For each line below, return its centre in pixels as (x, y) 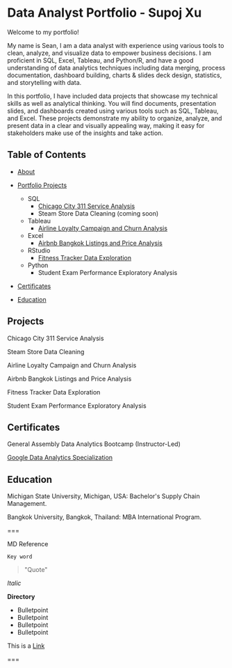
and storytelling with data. (44, 82)
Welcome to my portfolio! (43, 32)
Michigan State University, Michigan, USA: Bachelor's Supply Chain (103, 496)
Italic (14, 583)
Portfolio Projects (42, 185)
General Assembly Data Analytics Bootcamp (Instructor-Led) (94, 444)
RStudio (39, 250)
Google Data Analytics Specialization (60, 458)
